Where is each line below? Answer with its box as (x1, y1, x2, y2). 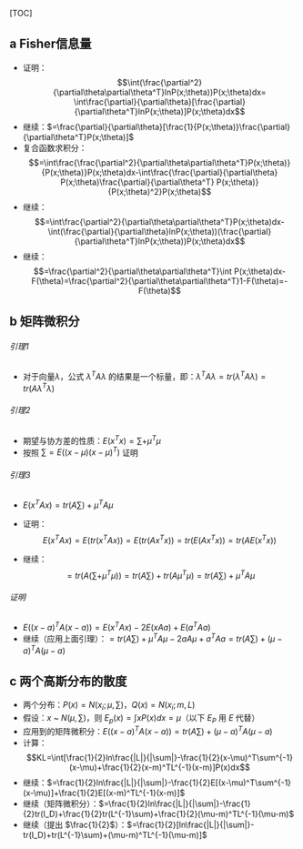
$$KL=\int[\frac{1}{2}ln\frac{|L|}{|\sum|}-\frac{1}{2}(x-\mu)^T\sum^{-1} (25, 752, 294, 763)
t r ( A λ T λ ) (22, 381, 56, 394)
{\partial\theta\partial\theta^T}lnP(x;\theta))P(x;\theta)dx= (53, 86, 267, 97)
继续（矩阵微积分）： (22, 798, 99, 809)
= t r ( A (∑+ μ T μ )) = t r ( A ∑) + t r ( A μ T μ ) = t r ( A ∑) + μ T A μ (66, 568, 256, 581)
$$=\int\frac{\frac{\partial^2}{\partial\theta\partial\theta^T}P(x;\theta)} (28, 157, 291, 167)
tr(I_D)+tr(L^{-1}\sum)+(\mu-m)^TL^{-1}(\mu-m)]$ (22, 829, 207, 840)
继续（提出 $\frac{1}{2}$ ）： (22, 819, 127, 830)
